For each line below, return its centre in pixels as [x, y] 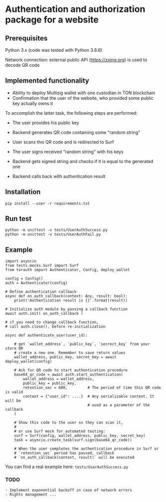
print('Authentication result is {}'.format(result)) [71, 301]
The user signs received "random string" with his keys [68, 152]
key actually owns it [33, 103]
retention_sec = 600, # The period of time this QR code [92, 388]
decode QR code [22, 65]
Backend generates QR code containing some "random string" [76, 132]
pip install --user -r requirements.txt [48, 203]
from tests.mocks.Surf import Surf [42, 266]
